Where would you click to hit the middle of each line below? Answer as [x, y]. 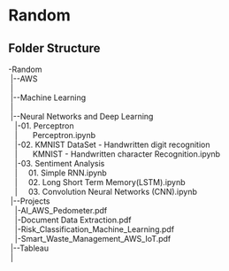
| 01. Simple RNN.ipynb [61, 173]
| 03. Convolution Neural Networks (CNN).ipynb [106, 192]
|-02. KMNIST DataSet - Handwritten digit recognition [112, 144]
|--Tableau [30, 248]
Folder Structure [54, 48]
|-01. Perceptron [44, 126]
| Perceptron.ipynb [55, 135]
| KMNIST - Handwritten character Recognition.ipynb [118, 154]
